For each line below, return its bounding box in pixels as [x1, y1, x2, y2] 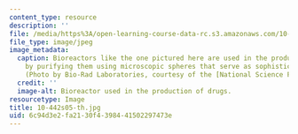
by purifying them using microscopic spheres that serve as [25, 63, 252, 71]
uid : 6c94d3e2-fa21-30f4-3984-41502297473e [9, 111, 173, 120]
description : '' [9, 21, 69, 30]
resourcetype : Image [9, 94, 86, 104]
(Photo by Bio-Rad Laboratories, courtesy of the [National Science [25, 71, 284, 79]
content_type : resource [9, 12, 98, 22]
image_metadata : [9, 46, 69, 55]
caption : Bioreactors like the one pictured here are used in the [17, 54, 268, 63]
